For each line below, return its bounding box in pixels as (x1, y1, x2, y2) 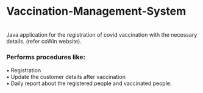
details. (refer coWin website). (6, 37, 82, 45)
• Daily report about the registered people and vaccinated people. (6, 80, 172, 87)
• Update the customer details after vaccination (6, 73, 126, 81)
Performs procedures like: (6, 53, 85, 61)
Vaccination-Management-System (6, 4, 187, 18)
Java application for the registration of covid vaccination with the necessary (6, 31, 198, 38)
